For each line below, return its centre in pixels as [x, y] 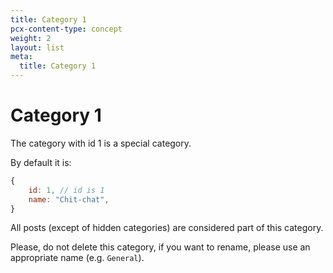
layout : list [37, 47]
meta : [21, 57]
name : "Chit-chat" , [69, 199]
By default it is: [41, 162]
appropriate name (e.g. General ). [77, 258]
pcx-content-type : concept [66, 29]
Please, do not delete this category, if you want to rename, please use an [160, 247]
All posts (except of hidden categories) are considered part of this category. [167, 228]
